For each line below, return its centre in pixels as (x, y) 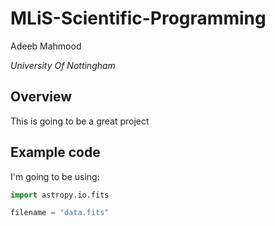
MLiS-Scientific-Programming (138, 18)
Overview (41, 97)
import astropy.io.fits (60, 195)
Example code (55, 152)
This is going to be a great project (80, 121)
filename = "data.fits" (60, 213)
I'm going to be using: (55, 176)
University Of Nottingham (63, 65)
